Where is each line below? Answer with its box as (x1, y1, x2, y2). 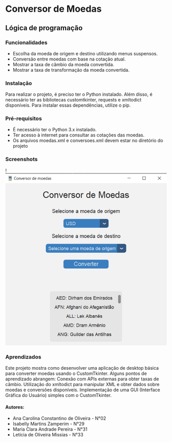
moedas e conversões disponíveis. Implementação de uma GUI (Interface (5, 387, 160, 393)
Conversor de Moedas (5, 3, 102, 15)
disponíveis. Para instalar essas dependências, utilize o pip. (5, 102, 131, 108)
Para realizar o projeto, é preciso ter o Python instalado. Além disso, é (5, 91, 153, 97)
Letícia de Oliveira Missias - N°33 (12, 432, 83, 438)
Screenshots (5, 156, 38, 163)
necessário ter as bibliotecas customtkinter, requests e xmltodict (5, 97, 142, 103)
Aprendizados (5, 353, 41, 360)
